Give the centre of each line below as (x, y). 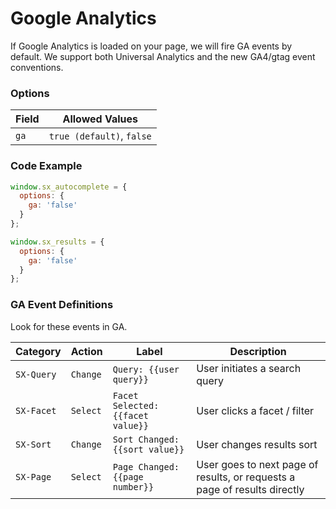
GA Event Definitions (62, 305)
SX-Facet (36, 410)
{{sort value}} (148, 449)
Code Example (46, 166)
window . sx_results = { (57, 242)
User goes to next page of (257, 464)
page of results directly (250, 489)
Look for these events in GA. (69, 326)
